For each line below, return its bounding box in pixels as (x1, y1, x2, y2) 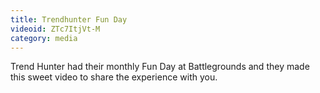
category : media (10, 33, 78, 43)
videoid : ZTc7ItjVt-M (10, 24, 101, 34)
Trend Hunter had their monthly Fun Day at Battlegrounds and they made (10, 61, 310, 73)
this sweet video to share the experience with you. (10, 71, 218, 83)
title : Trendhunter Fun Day (10, 14, 128, 25)
